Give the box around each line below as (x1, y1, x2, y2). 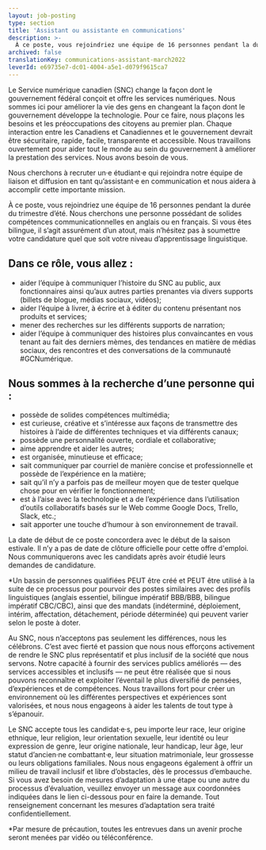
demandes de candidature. (8, 560, 97, 570)
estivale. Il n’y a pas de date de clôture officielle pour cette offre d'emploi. (8, 544, 249, 553)
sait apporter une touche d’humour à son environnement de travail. (19, 520, 239, 529)
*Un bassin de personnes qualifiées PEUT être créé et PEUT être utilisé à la (8, 576, 255, 586)
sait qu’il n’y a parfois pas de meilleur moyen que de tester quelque (19, 478, 239, 487)
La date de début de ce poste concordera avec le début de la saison (8, 535, 231, 544)
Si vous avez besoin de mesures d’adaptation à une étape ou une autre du (8, 775, 250, 785)
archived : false (8, 48, 62, 56)
